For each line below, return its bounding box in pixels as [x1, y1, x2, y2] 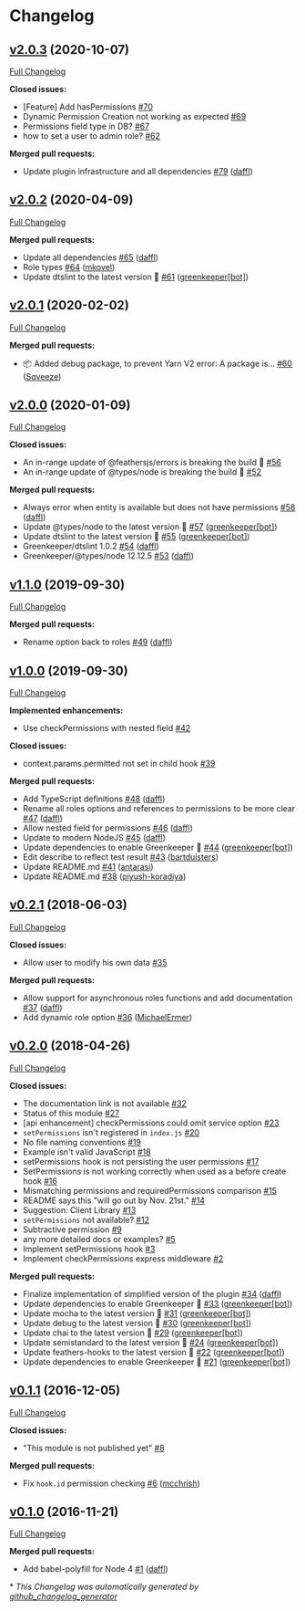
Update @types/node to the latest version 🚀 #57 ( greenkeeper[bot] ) [22, 521, 278, 532]
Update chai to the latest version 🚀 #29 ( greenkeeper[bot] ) [22, 1327, 244, 1338]
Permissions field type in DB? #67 [22, 120, 150, 131]
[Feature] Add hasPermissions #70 [22, 101, 153, 112]
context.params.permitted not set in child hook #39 [22, 758, 216, 769]
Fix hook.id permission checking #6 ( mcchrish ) [22, 1478, 200, 1489]
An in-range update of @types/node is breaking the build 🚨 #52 [22, 466, 262, 477]
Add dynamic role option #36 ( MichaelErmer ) [22, 1011, 193, 1022]
